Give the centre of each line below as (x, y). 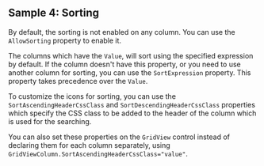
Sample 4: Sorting (54, 13)
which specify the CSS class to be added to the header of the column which (132, 113)
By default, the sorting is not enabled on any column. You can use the (122, 32)
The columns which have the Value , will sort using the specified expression (131, 55)
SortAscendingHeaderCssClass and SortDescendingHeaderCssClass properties (132, 104)
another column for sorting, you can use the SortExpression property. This (130, 72)
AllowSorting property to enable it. (65, 40)
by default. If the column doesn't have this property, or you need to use (124, 64)
